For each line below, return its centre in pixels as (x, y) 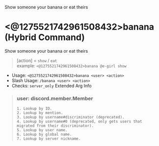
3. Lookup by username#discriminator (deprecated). (70, 117)
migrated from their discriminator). (55, 126)
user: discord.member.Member (55, 98)
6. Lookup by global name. (44, 135)
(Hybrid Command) (45, 38)
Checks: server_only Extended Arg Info (52, 86)
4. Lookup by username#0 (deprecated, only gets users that (79, 122)
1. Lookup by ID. (34, 109)
